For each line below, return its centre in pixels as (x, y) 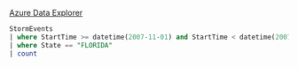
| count (24, 53)
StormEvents (31, 29)
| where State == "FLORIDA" (61, 45)
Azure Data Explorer (46, 13)
